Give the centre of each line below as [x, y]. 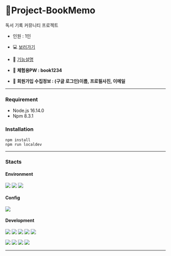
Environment [19, 174]
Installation [20, 129]
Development [20, 220]
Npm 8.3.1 [23, 116]
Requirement [22, 99]
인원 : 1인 [22, 36]
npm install [18, 140]
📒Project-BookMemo [50, 10]
